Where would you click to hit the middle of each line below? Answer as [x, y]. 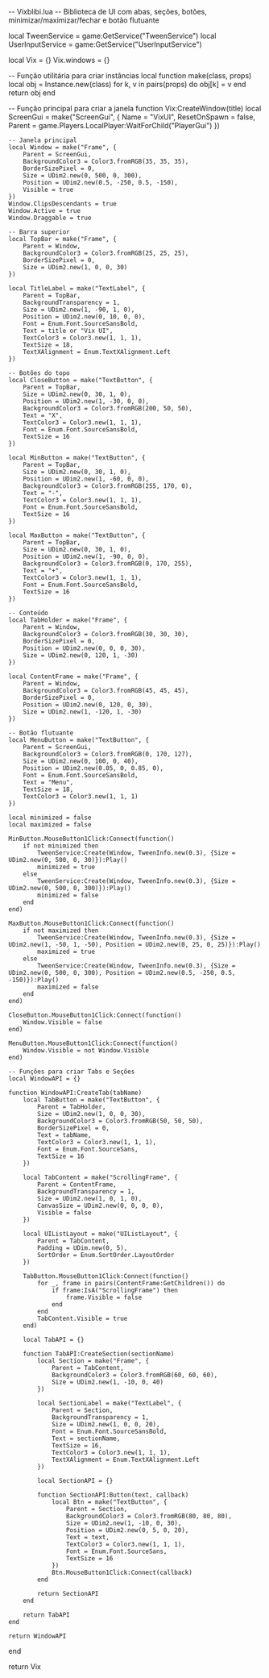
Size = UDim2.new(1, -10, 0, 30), [124, 1523]
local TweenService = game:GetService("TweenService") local [112, 36]
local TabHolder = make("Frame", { [68, 620]
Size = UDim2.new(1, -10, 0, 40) [107, 1382]
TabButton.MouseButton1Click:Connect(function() [106, 1276]
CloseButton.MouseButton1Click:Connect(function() [95, 1015]
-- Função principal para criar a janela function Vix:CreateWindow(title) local [135, 108]
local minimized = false [50, 818]
